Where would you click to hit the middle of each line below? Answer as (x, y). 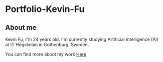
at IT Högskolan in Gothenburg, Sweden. (47, 45)
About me (21, 28)
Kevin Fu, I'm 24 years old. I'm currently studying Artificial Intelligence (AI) (82, 39)
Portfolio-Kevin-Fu (45, 9)
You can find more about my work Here (46, 54)
